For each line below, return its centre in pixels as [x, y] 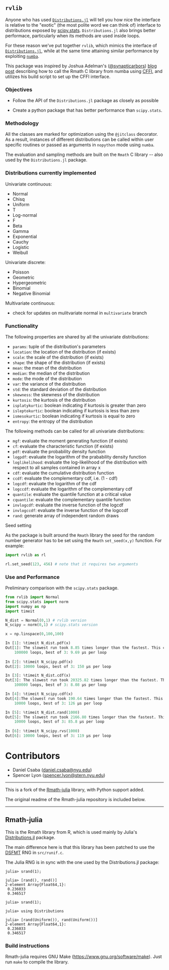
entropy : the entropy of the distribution [53, 421]
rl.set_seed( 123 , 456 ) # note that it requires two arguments [72, 564]
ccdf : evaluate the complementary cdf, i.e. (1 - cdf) [65, 478]
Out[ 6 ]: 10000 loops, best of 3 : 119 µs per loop [58, 736]
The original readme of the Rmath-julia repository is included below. [75, 799]
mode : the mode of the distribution [47, 379]
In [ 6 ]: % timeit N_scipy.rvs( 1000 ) [43, 731]
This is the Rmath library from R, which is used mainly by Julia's [71, 832]
